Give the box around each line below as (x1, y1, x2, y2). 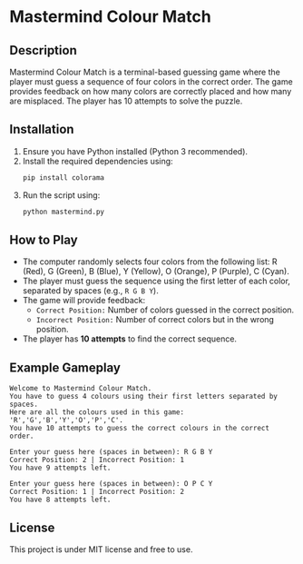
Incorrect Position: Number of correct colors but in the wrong (35, 314, 275, 325)
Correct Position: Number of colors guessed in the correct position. (35, 304, 295, 315)
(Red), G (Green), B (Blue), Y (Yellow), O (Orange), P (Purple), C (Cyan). (22, 266, 290, 277)
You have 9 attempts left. (9, 463, 112, 473)
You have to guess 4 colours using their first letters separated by (9, 392, 279, 401)
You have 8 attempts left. (9, 495, 112, 505)
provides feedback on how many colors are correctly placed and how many (9, 86, 292, 96)
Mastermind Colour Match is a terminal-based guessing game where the (9, 66, 281, 77)
